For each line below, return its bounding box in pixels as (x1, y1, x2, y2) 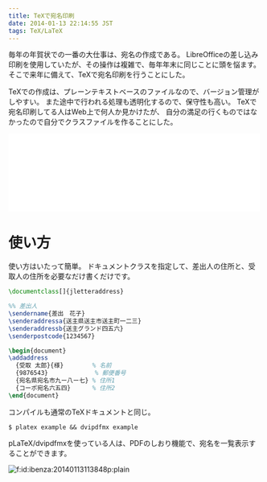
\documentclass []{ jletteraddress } (8, 287, 125, 296)
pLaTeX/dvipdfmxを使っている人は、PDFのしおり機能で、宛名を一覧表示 (8, 438, 249, 447)
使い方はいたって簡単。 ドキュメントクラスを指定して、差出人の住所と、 (8, 262, 249, 271)
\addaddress (8, 354, 48, 362)
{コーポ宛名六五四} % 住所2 (15, 384, 115, 392)
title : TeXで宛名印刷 (8, 11, 75, 20)
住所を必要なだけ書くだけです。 (29, 271, 135, 282)
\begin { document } (8, 347, 67, 355)
